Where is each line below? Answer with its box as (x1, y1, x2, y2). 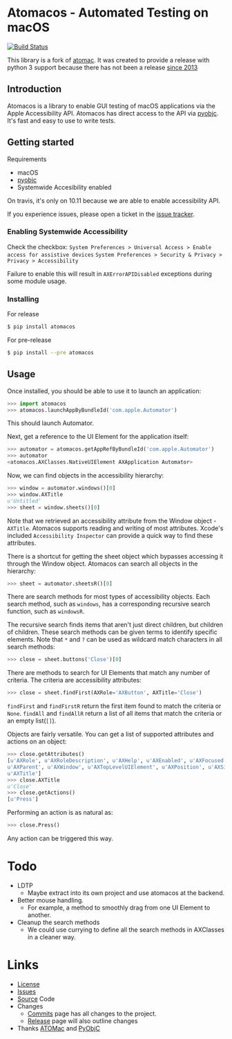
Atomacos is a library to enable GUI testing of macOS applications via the (7, 102, 215, 110)
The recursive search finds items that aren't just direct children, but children (7, 621, 223, 629)
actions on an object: (7, 737, 67, 746)
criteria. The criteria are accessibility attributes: (7, 676, 142, 685)
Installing (7, 294, 39, 304)
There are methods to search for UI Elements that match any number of (7, 669, 211, 677)
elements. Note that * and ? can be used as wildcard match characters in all (7, 635, 223, 644)
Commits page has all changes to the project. (27, 1009, 157, 1018)
